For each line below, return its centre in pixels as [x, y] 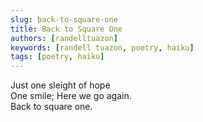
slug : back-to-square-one [64, 19]
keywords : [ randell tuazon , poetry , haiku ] [102, 47]
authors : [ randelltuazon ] [64, 38]
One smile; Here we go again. [71, 96]
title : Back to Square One [66, 29]
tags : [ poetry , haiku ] [57, 57]
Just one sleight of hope [60, 85]
